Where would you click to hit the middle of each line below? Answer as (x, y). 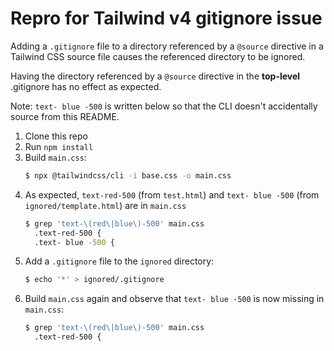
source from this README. (65, 116)
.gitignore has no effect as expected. (86, 86)
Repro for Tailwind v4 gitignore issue (166, 18)
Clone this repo (56, 136)
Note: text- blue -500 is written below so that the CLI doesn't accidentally (164, 106)
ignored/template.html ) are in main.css (105, 205)
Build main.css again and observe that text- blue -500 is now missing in (174, 299)
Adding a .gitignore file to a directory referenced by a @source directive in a (167, 46)
